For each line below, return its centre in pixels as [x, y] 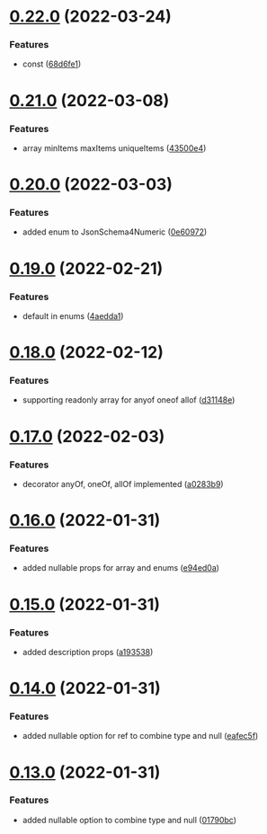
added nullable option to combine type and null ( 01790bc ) [129, 820]
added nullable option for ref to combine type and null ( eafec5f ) [140, 736]
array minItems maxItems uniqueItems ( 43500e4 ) [114, 148]
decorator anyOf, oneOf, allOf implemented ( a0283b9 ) [123, 484]
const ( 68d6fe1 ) [52, 64]
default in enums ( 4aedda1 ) [73, 315]
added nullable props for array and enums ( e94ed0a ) [121, 568]
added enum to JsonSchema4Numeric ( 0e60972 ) [115, 232]
